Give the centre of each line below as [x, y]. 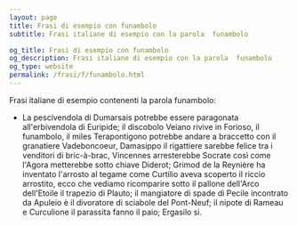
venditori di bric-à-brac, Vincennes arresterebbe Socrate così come [146, 155]
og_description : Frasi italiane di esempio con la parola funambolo [141, 59]
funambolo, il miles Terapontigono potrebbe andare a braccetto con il [149, 136]
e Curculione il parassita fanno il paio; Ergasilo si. [112, 212]
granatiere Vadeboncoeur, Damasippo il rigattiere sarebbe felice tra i [147, 145]
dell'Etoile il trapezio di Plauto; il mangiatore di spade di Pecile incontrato [155, 193]
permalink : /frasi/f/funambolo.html [77, 75]
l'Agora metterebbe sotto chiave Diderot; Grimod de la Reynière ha [144, 165]
